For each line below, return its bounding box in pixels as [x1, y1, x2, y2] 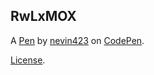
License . [10, 54, 46, 66]
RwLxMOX [10, 8, 77, 25]
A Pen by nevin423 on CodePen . [10, 34, 145, 46]
